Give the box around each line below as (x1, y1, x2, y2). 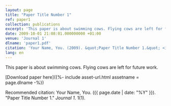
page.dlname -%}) (5, 79, 44, 86)
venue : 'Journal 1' (5, 36, 47, 41)
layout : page (5, 7, 33, 13)
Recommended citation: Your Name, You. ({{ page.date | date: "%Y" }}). (5, 89, 156, 95)
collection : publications (5, 21, 60, 27)
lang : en (5, 50, 24, 55)
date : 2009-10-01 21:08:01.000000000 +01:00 (5, 31, 101, 36)
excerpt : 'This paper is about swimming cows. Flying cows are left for (5, 26, 163, 32)
